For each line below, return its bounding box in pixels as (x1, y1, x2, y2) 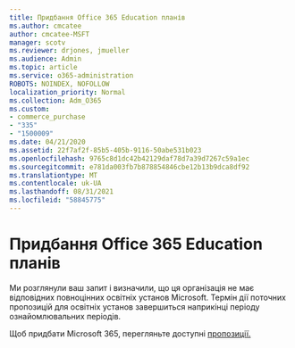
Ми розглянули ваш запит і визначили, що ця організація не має (9, 282, 255, 293)
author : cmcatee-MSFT (9, 29, 90, 38)
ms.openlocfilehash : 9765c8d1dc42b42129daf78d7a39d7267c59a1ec (9, 153, 250, 163)
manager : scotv (9, 37, 66, 47)
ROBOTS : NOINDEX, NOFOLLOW (9, 79, 110, 88)
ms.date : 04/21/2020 (9, 137, 87, 146)
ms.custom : (9, 104, 50, 113)
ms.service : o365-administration (9, 71, 134, 80)
